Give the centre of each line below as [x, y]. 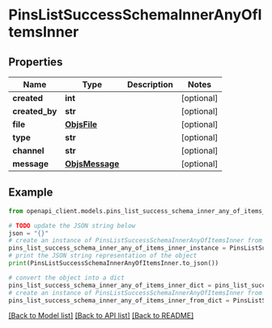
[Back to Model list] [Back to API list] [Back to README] [101, 316]
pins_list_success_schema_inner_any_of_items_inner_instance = [117, 248]
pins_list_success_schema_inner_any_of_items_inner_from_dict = [119, 301]
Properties [36, 62]
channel [28, 151]
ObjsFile [81, 124]
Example [31, 193]
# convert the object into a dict [67, 278]
